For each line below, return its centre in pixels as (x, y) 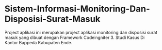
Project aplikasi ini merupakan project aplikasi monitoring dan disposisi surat (81, 32)
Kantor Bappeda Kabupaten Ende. (39, 42)
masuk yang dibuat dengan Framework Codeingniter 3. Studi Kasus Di (75, 37)
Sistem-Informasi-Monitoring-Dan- (77, 9)
